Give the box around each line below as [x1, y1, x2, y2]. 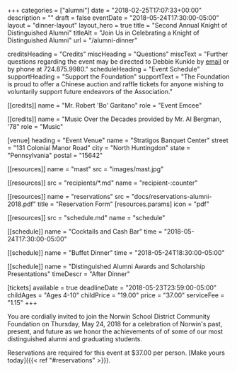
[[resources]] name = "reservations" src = [7, 193, 130, 200]
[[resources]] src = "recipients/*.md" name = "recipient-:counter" [7, 178, 198, 187]
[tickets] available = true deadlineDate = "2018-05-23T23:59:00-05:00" [7, 283, 217, 292]
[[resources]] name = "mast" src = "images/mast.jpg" [7, 165, 164, 173]
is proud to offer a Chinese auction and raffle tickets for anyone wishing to [7, 80, 224, 88]
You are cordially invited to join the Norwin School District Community [7, 312, 211, 321]
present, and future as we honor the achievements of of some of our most [7, 327, 224, 336]
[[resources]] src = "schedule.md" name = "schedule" [7, 214, 166, 222]
